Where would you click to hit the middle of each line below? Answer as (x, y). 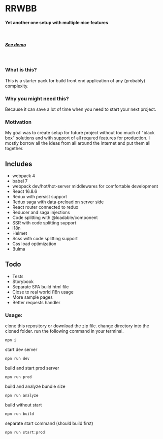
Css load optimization (34, 244)
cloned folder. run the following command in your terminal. (65, 331)
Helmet (19, 233)
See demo (16, 44)
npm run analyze (22, 395)
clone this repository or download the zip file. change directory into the (77, 326)
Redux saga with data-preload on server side (58, 202)
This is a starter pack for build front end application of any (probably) (75, 80)
